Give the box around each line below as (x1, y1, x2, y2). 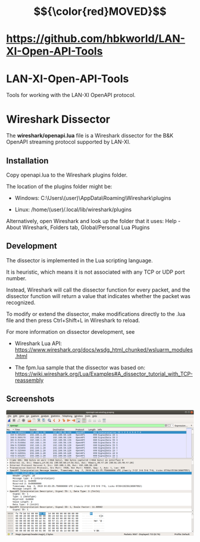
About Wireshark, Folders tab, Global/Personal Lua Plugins (6, 224, 150, 231)
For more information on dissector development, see (6, 328, 135, 335)
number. (6, 274, 27, 281)
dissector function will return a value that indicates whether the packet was (6, 292, 191, 299)
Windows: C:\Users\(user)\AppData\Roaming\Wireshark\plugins (14, 195, 171, 202)
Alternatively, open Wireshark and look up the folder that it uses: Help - (6, 218, 181, 225)
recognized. (6, 299, 36, 306)
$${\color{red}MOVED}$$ (33, 5, 167, 18)
